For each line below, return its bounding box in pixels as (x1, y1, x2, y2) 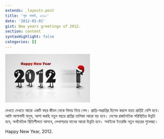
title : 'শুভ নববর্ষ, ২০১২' (5, 13, 49, 18)
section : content (5, 29, 41, 34)
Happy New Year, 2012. (5, 128, 53, 134)
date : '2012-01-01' (5, 18, 46, 23)
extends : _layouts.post (5, 8, 55, 13)
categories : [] (5, 40, 37, 45)
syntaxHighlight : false (5, 34, 55, 39)
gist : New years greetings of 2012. (5, 24, 81, 29)
